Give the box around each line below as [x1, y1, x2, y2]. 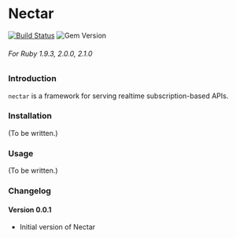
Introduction [8, 73, 57, 84]
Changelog [8, 185, 51, 196]
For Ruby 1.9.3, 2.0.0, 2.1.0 [8, 49, 93, 58]
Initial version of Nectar [19, 222, 96, 232]
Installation [8, 111, 53, 122]
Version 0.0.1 [8, 205, 52, 214]
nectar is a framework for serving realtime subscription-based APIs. [8, 91, 229, 101]
